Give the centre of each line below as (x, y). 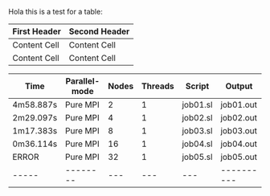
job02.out (239, 118)
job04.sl (197, 144)
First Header (37, 31)
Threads (157, 86)
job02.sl (197, 118)
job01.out (239, 105)
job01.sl (197, 105)
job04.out (239, 144)
